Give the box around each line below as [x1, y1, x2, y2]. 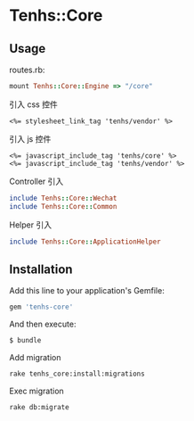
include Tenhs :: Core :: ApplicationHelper [9, 237, 162, 246]
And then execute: [9, 318, 77, 330]
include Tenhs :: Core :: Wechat [9, 194, 117, 202]
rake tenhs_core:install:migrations [9, 369, 145, 379]
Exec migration [9, 385, 64, 396]
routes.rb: [9, 64, 45, 75]
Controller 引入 [9, 176, 64, 186]
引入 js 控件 [9, 133, 52, 144]
